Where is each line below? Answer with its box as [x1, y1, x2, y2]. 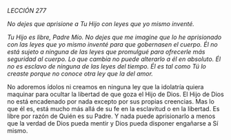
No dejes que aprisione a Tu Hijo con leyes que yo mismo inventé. [7, 20, 195, 27]
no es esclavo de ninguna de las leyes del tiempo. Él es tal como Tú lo [7, 62, 207, 70]
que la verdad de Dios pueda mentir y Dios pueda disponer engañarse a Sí [7, 119, 219, 127]
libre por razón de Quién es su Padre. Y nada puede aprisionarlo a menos [7, 112, 216, 120]
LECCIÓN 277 [7, 7, 47, 14]
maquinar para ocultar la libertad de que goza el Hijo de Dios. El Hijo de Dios [7, 90, 224, 98]
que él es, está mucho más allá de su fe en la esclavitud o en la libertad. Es [7, 105, 220, 113]
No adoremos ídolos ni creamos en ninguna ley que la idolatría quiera [7, 83, 204, 91]
